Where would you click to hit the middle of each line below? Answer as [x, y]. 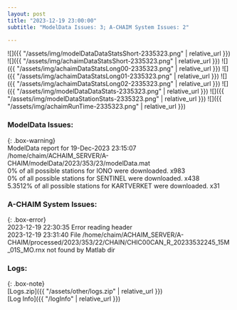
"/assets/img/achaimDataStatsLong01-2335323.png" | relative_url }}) [118, 76]
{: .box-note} [26, 284]
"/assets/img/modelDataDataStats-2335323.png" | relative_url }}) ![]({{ [120, 91]
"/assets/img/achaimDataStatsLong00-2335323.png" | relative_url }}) [118, 69]
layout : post [27, 14]
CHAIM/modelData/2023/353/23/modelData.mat [79, 163]
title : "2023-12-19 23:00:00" [52, 21]
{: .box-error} [27, 219]
